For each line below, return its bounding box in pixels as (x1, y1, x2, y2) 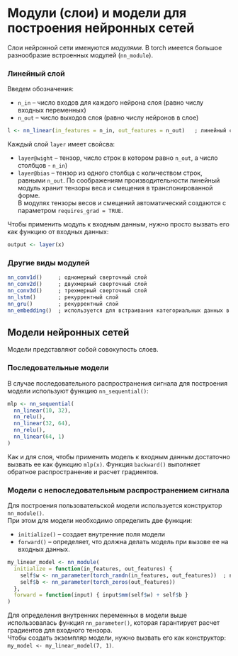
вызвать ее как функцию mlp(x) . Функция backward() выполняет (7, 460, 200, 468)
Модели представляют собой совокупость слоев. (7, 345, 159, 354)
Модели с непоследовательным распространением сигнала (7, 485, 229, 495)
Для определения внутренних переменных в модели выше (7, 611, 188, 620)
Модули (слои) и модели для (7, 5, 187, 21)
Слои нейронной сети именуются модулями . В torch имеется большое (7, 43, 222, 52)
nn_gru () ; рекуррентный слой (7, 300, 119, 307)
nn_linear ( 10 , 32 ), (13, 407, 72, 414)
